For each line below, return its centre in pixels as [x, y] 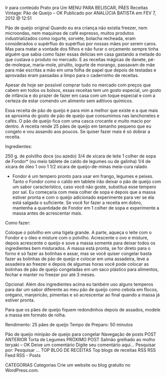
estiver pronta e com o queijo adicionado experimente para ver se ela [83, 197]
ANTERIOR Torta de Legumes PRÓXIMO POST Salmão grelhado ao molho [80, 339]
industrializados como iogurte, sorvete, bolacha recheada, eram [71, 38]
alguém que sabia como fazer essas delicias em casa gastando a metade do [83, 54]
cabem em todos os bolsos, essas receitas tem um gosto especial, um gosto [83, 90]
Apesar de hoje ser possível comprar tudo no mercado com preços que [78, 85]
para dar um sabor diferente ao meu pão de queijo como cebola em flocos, [82, 290]
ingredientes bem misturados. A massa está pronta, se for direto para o [78, 248]
